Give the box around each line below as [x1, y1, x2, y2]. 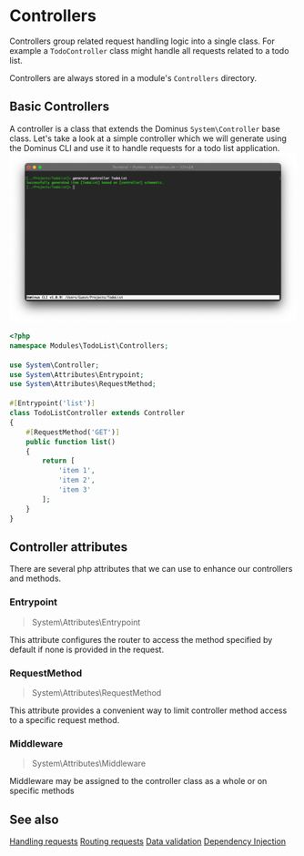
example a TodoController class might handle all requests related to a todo [9, 45, 289, 56]
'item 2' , [57, 475, 96, 485]
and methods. [9, 573, 62, 584]
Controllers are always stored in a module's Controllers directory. [9, 72, 258, 83]
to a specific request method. [9, 714, 120, 725]
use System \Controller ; [9, 361, 100, 370]
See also [9, 811, 59, 827]
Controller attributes [9, 539, 128, 555]
